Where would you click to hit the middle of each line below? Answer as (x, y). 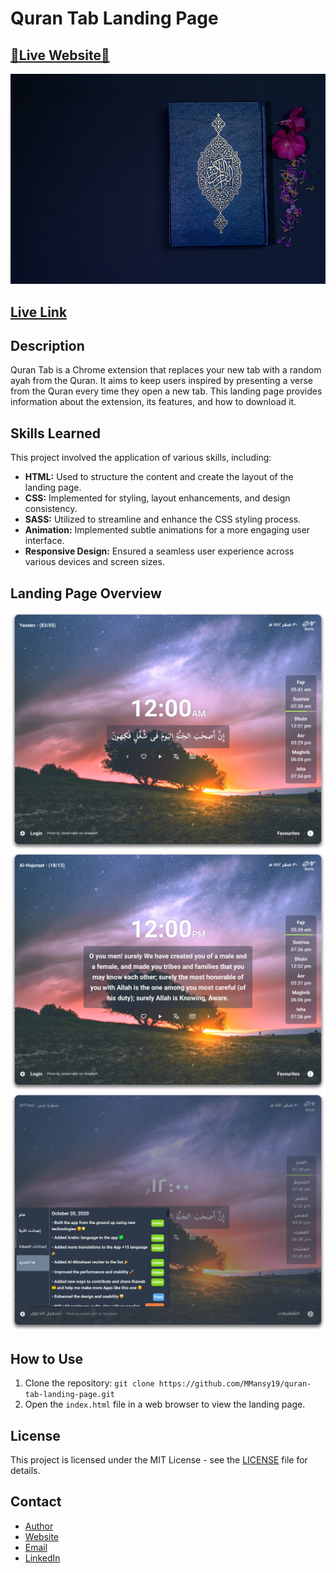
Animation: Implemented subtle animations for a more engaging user (167, 530)
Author (39, 1526)
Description (47, 345)
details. (25, 1470)
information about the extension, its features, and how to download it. (153, 402)
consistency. (51, 509)
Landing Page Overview (86, 593)
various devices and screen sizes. (94, 562)
